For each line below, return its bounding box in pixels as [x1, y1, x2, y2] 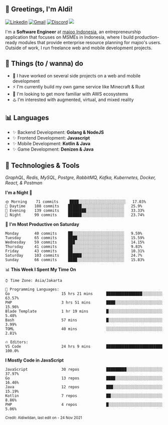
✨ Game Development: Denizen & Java [12, 146, 94, 152]
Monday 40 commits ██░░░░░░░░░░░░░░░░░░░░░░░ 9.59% [5, 231, 142, 236]
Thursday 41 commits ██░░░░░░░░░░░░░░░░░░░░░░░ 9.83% [5, 244, 142, 249]
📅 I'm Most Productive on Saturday [5, 222, 79, 228]
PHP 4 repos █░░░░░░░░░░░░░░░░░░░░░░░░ [5, 402, 163, 407]
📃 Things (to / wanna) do [5, 59, 84, 68]
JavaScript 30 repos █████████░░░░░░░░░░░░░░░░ [5, 367, 163, 372]
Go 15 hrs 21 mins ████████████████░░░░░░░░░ [5, 291, 163, 296]
